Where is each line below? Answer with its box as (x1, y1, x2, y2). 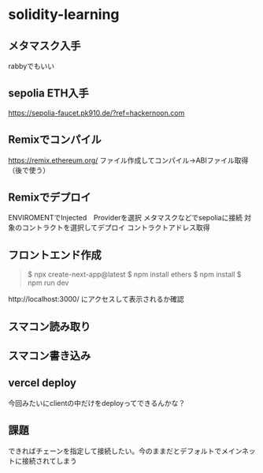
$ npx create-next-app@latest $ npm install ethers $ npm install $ (27, 270, 242, 280)
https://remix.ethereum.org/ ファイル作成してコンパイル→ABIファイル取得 (8, 156, 249, 165)
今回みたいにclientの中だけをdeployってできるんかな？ (8, 398, 186, 407)
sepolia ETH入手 (8, 87, 89, 100)
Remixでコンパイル (8, 133, 102, 147)
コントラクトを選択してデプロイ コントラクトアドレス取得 (21, 223, 210, 232)
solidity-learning (8, 6, 120, 24)
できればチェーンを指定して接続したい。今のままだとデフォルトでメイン (8, 446, 243, 456)
